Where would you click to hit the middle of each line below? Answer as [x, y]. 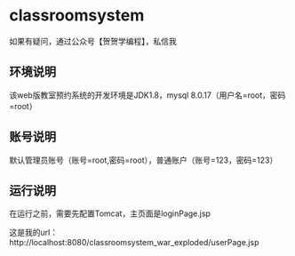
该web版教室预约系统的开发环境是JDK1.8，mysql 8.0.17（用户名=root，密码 [147, 95]
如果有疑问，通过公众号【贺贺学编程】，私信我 [93, 41]
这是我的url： [34, 233]
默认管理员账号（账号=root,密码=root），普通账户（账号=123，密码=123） [144, 160]
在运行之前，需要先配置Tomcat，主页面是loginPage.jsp [110, 213]
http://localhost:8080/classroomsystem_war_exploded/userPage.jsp [134, 243]
